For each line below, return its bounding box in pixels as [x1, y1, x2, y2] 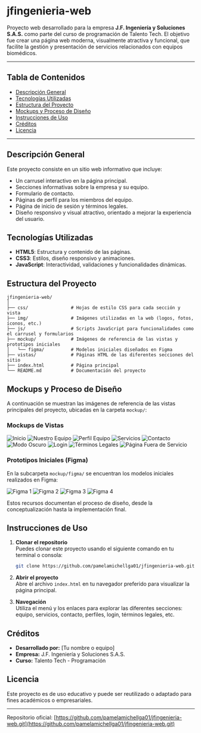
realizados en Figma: [7, 476, 58, 483]
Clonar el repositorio [15, 539, 68, 546]
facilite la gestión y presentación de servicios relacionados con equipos [7, 43, 183, 50]
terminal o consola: [15, 552, 63, 559]
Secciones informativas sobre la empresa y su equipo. [15, 183, 149, 190]
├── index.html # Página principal [7, 362, 119, 369]
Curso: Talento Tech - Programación [15, 657, 106, 664]
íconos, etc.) [7, 320, 42, 327]
